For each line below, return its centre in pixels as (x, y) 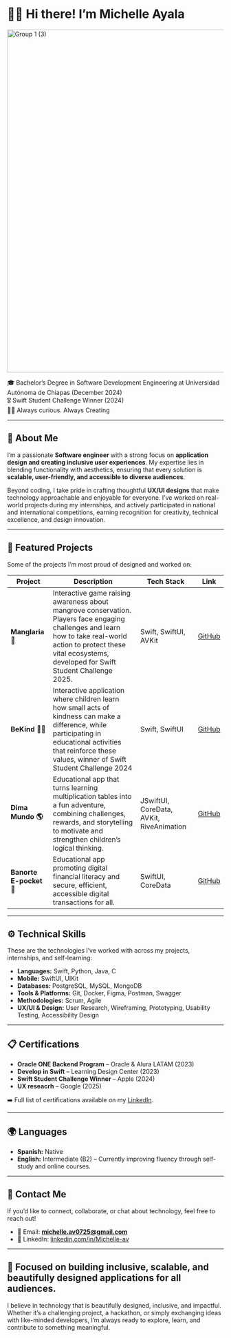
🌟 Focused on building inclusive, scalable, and (108, 1267)
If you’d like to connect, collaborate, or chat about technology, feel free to (111, 1211)
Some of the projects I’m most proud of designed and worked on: (100, 564)
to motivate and (78, 831)
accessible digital (81, 893)
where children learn (86, 699)
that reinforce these (85, 751)
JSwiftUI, (155, 800)
